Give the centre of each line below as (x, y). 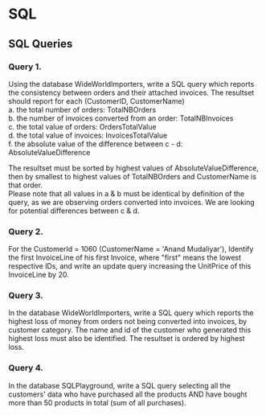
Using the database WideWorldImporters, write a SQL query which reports (131, 84)
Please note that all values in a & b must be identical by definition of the (127, 193)
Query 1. (25, 67)
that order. (25, 185)
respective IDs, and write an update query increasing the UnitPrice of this (130, 266)
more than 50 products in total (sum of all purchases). (97, 402)
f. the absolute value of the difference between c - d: (96, 144)
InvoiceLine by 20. (39, 275)
